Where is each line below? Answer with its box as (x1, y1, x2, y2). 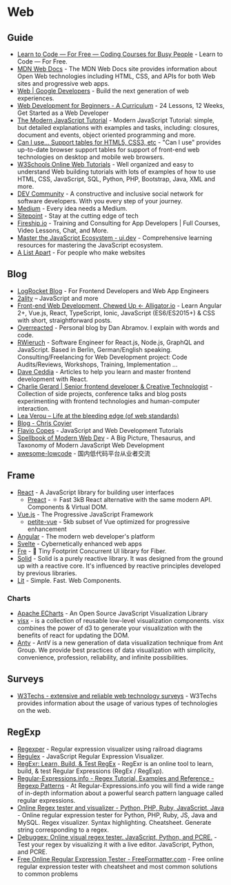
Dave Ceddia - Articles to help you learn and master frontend (17, 367, 191, 375)
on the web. (17, 706, 52, 714)
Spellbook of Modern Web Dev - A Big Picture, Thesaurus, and (17, 434, 195, 442)
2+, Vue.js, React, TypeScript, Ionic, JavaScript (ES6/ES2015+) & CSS (17, 308, 216, 317)
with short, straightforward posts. (17, 316, 112, 324)
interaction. (17, 404, 50, 412)
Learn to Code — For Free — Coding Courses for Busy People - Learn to (17, 50, 223, 58)
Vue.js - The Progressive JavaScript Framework (17, 510, 154, 519)
